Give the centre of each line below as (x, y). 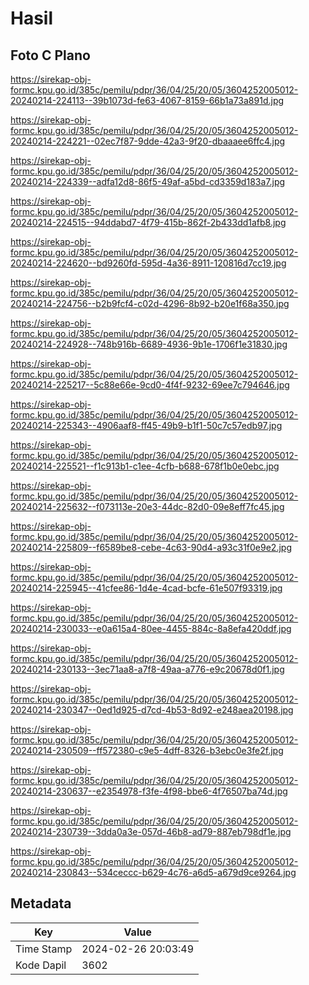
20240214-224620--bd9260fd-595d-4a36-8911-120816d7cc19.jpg (148, 263)
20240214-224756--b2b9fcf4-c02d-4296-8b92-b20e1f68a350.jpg (150, 303)
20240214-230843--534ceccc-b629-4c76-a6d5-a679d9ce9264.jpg (153, 872)
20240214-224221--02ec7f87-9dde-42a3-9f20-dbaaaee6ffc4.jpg (148, 141)
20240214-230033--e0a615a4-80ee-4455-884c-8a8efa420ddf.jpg (151, 628)
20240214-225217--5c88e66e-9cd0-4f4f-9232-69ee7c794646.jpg (150, 385)
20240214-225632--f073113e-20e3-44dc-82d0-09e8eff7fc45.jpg (147, 506)
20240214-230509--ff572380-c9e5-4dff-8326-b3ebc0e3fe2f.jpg (147, 750)
